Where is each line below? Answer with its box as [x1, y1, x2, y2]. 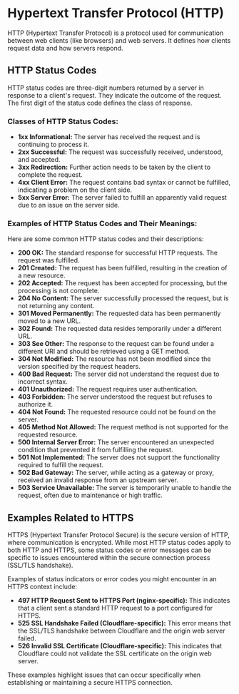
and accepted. [17, 155, 61, 164]
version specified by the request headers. [17, 362, 141, 371]
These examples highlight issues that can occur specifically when [7, 670, 201, 679]
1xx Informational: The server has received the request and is [17, 133, 200, 141]
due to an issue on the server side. [17, 201, 120, 210]
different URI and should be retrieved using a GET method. [17, 347, 190, 356]
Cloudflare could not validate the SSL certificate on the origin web [17, 649, 212, 658]
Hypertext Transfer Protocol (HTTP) [7, 5, 225, 21]
